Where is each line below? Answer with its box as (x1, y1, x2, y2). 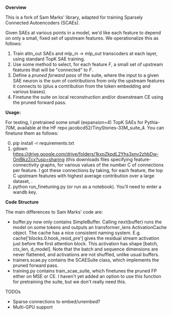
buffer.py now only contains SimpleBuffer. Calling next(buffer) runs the (12, 219, 162, 225)
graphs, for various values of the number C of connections (40, 162, 164, 168)
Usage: (5, 110, 21, 115)
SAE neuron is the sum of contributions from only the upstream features (12, 78, 165, 83)
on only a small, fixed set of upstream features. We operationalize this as (5, 35, 159, 41)
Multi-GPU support (12, 304, 53, 310)
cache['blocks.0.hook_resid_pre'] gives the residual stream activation (12, 235, 160, 241)
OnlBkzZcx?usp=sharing (12, 156, 65, 162)
